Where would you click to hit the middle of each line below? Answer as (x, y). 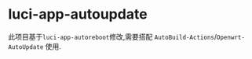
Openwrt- (231, 37)
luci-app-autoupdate (78, 14)
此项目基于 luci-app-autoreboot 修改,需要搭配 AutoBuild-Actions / (113, 36)
